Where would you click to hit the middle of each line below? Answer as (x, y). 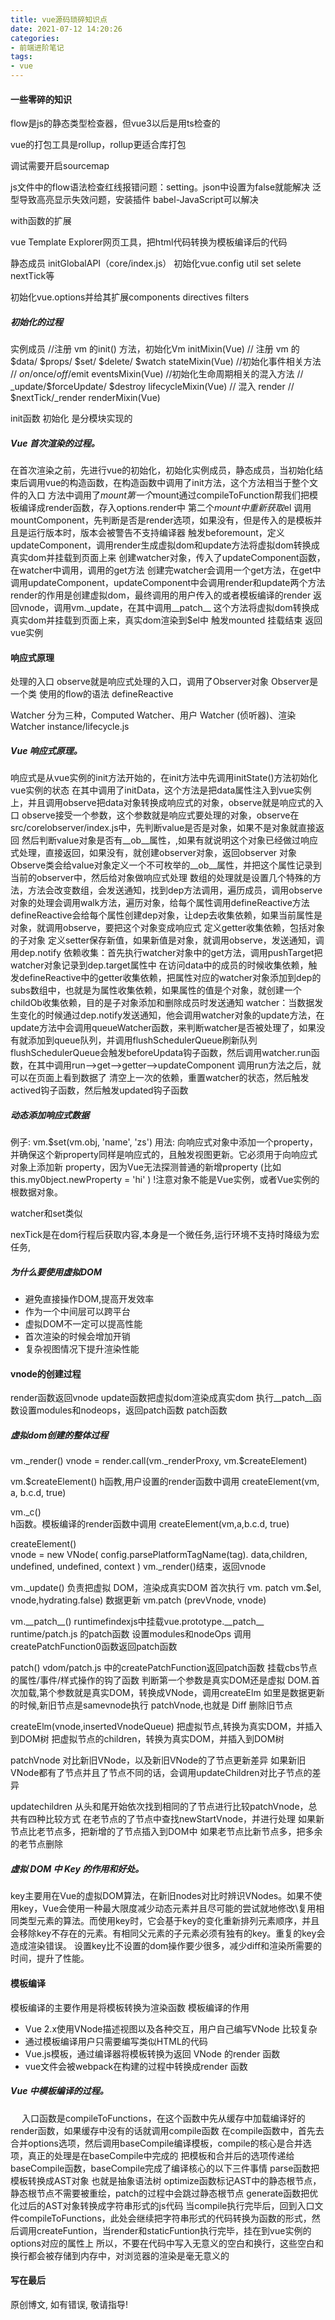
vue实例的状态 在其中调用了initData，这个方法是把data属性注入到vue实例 (161, 790)
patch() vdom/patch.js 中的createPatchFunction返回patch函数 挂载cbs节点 (164, 1668)
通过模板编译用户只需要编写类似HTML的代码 (116, 2041)
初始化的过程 (36, 322)
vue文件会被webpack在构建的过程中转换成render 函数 (136, 2066)
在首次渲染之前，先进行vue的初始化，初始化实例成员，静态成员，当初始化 (162, 470)
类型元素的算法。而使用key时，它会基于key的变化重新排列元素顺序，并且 (169, 1921)
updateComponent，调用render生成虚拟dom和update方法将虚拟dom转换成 (165, 545)
